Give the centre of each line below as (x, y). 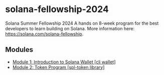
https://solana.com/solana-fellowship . (44, 34)
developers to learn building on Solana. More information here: (70, 28)
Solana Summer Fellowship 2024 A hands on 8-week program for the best (82, 23)
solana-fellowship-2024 (57, 9)
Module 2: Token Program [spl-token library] (58, 67)
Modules (19, 50)
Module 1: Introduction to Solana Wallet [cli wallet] (64, 62)
